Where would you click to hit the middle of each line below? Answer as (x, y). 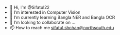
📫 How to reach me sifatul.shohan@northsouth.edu (62, 28)
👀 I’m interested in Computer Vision (45, 12)
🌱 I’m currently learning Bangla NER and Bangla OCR (62, 17)
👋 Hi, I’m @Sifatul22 (30, 7)
